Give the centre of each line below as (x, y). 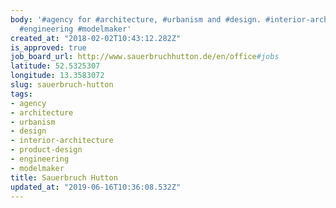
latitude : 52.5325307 (55, 66)
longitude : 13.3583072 (57, 76)
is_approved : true (48, 47)
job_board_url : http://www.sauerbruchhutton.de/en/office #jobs (145, 57)
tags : (21, 94)
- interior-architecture (62, 141)
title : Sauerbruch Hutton (64, 177)
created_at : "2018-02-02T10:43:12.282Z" (96, 38)
